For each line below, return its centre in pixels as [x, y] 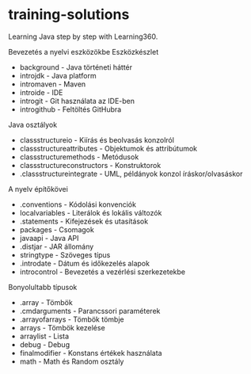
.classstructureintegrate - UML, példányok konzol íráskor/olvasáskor [131, 174]
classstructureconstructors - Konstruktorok [90, 165]
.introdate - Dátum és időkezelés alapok [85, 263]
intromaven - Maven [53, 84]
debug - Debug [44, 344]
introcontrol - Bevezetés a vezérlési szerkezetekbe [103, 272]
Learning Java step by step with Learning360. [83, 36]
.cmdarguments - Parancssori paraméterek [90, 311]
